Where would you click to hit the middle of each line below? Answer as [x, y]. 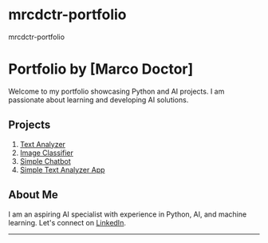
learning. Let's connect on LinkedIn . [67, 222]
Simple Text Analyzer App [62, 169]
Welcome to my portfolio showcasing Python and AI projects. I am [116, 91]
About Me [33, 195]
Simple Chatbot [45, 161]
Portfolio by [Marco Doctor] [101, 69]
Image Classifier [47, 153]
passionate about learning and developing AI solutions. [99, 100]
